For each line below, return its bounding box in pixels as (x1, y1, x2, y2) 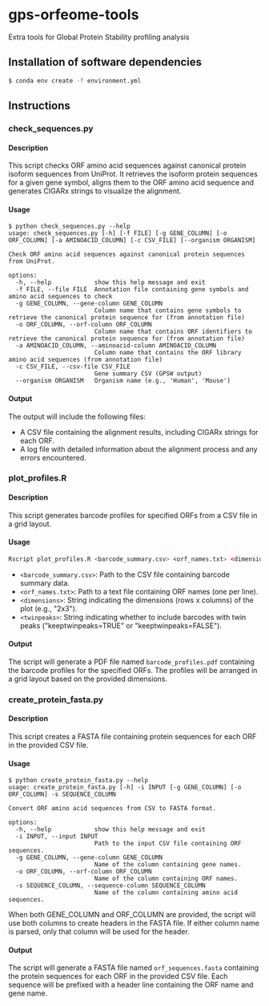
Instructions (8, 99, 70, 113)
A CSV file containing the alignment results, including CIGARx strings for (19, 427, 259, 436)
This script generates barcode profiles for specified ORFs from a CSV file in (8, 510, 258, 520)
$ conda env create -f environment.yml (8, 76, 142, 85)
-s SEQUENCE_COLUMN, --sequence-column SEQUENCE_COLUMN (15, 882, 206, 890)
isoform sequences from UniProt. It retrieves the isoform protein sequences (8, 169, 258, 179)
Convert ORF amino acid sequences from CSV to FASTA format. (8, 805, 217, 813)
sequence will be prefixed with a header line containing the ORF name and (8, 980, 254, 990)
